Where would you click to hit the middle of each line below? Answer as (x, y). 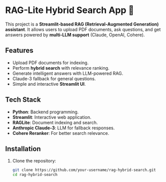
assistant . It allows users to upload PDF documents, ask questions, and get (83, 29)
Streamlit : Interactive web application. (52, 117)
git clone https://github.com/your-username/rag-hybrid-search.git (84, 170)
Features (19, 50)
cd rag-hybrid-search (35, 175)
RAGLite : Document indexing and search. (55, 122)
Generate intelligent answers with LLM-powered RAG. (68, 73)
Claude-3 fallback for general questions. (54, 78)
